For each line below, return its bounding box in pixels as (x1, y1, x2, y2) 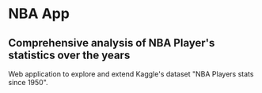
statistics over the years (8, 48, 131, 61)
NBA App (8, 5, 70, 23)
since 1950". (8, 78, 49, 87)
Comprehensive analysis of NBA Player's (8, 36, 215, 50)
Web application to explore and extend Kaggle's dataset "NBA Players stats (8, 69, 254, 79)
